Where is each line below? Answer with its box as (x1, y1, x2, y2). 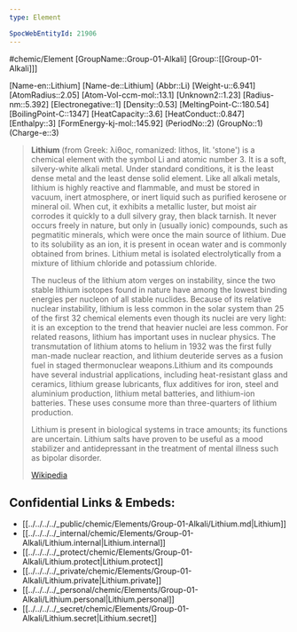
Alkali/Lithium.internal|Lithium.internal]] (21, 538, 166, 549)
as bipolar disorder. (30, 452, 102, 462)
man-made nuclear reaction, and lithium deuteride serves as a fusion (30, 350, 284, 360)
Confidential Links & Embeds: (9, 494, 176, 510)
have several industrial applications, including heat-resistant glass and (30, 369, 288, 380)
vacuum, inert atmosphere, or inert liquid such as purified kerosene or (30, 192, 287, 202)
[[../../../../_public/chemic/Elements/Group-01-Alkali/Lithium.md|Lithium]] (21, 518, 286, 529)
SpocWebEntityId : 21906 (9, 28, 98, 38)
